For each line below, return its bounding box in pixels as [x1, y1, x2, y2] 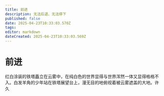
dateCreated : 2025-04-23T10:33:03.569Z [5, 34, 86, 39]
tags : [5, 25, 16, 30]
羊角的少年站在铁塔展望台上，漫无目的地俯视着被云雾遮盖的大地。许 [21, 80, 159, 85]
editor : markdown [5, 30, 41, 34]
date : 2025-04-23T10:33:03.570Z [5, 20, 71, 26]
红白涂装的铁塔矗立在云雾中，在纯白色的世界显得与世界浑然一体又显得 [5, 73, 146, 79]
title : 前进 [5, 7, 28, 12]
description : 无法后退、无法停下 [5, 12, 67, 16]
